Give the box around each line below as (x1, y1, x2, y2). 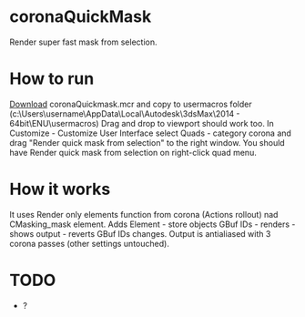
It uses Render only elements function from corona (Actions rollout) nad (9, 209, 279, 220)
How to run (9, 68, 95, 89)
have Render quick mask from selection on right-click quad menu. (9, 147, 257, 158)
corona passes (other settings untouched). (9, 238, 170, 249)
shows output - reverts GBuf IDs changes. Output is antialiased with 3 (9, 228, 271, 239)
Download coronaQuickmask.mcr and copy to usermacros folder (9, 98, 252, 109)
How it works (9, 179, 111, 199)
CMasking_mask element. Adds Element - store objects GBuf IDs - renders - (9, 219, 296, 230)
